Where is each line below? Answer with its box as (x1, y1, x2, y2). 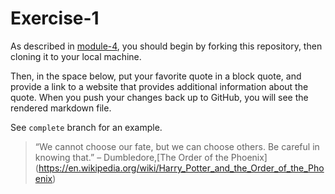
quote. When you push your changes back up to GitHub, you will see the (10, 91, 309, 103)
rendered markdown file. (10, 102, 112, 114)
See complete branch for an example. (10, 121, 163, 133)
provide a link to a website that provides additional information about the (10, 80, 309, 92)
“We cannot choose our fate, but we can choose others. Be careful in (34, 140, 320, 152)
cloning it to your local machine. (10, 50, 142, 62)
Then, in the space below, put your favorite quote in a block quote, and (10, 70, 302, 82)
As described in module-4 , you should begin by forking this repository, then (10, 40, 323, 52)
